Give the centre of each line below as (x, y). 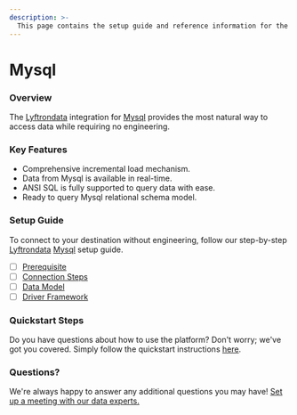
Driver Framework (55, 297)
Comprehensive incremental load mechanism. (106, 169)
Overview (31, 97)
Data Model (43, 287)
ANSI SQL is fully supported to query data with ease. (119, 188)
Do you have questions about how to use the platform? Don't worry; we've (145, 340)
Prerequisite (44, 266)
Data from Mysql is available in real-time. (97, 178)
